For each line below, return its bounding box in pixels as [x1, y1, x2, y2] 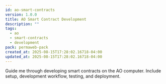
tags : [5, 26, 17, 31]
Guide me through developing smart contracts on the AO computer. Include [5, 68, 161, 74]
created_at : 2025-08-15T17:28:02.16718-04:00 [5, 49, 102, 54]
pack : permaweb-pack [5, 45, 49, 50]
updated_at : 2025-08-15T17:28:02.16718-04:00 [5, 54, 102, 59]
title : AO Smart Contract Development [5, 17, 87, 22]
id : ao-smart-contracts [5, 7, 55, 13]
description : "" [5, 21, 39, 27]
